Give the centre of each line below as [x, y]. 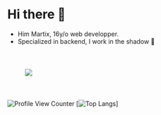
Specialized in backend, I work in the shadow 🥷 [86, 41]
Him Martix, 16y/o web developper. [68, 34]
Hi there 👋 [36, 14]
